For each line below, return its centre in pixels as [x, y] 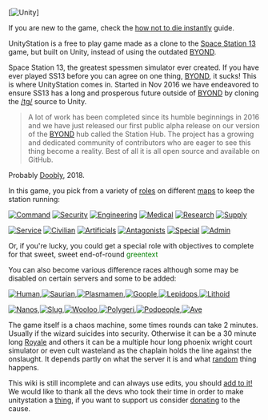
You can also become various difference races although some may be [124, 270]
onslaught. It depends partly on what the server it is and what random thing [132, 359]
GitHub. [40, 160]
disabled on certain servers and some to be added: [92, 278]
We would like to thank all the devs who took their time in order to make [126, 392]
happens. [24, 367]
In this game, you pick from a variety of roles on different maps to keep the [132, 191]
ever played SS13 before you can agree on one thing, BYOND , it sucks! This [133, 76]
